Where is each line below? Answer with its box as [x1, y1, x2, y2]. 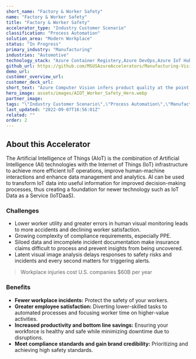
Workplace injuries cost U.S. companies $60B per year [20, 269, 153, 276]
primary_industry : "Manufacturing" [6, 47, 93, 53]
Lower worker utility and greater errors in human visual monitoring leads [14, 220, 188, 227]
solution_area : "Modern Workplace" [6, 36, 93, 42]
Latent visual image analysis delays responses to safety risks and [14, 251, 172, 258]
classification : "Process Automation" [6, 30, 100, 36]
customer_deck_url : [6, 80, 54, 86]
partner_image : [6, 95, 43, 101]
